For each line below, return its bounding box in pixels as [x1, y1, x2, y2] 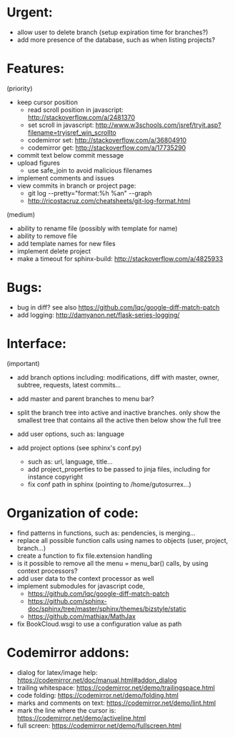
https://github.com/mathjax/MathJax [27, 611, 136, 621]
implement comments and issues [16, 173, 115, 182]
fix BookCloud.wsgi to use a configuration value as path [16, 619, 182, 628]
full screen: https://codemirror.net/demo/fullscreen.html [16, 721, 181, 730]
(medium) [6, 210, 36, 218]
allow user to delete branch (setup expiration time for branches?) [16, 28, 209, 36]
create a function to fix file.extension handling [16, 551, 153, 560]
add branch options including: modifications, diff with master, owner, [16, 372, 219, 382]
